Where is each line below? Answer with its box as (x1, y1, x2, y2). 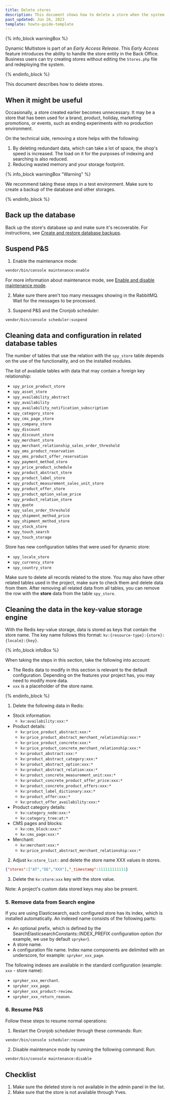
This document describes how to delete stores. (5, 81, 104, 87)
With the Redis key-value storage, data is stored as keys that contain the (5, 627, 156, 633)
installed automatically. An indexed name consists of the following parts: (5, 915, 156, 921)
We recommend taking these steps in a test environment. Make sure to (5, 181, 153, 187)
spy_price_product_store (12, 384, 65, 389)
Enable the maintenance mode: (12, 258, 78, 264)
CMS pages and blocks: (12, 820, 63, 827)
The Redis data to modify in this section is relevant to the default (12, 667, 148, 673)
